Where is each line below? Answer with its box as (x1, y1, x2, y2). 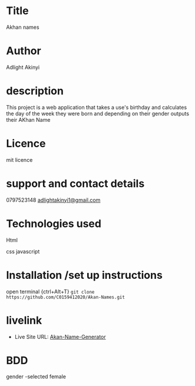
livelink (6, 314, 42, 327)
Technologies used (6, 217, 102, 230)
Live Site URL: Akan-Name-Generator (14, 333, 106, 340)
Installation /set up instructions (6, 268, 163, 282)
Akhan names (6, 24, 39, 31)
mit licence (6, 156, 33, 163)
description (6, 84, 64, 98)
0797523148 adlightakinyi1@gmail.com (6, 196, 101, 204)
